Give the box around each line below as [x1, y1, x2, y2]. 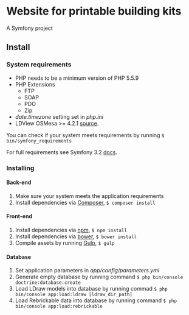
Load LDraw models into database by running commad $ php [15, 285, 168, 292]
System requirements [6, 60, 72, 69]
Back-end [6, 179, 32, 186]
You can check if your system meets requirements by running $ [6, 131, 165, 138]
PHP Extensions [15, 80, 56, 88]
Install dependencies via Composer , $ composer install [15, 199, 156, 206]
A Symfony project [6, 24, 53, 32]
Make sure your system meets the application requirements [15, 192, 164, 199]
